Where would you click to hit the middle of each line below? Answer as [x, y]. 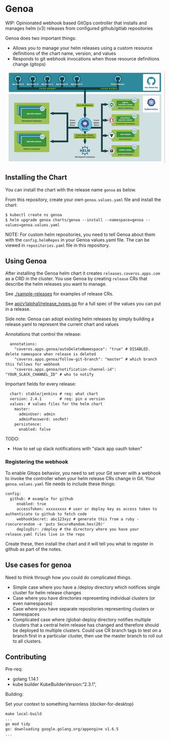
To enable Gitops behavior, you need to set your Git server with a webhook [83, 473]
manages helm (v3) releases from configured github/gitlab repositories [79, 28]
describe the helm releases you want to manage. [56, 284]
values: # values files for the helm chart [56, 404]
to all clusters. [27, 641]
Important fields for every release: [41, 384]
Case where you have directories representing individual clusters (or [84, 598]
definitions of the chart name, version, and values [64, 53]
